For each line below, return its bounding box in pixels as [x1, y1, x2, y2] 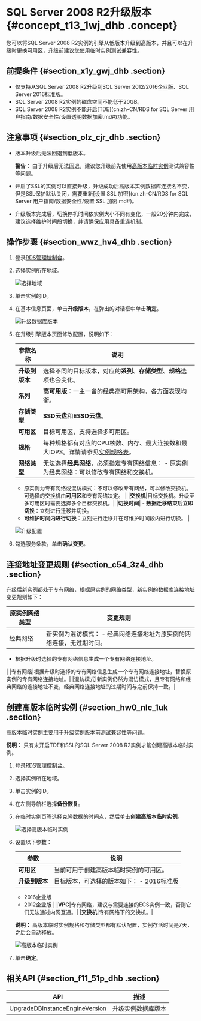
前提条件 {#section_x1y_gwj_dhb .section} [6, 66, 166, 76]
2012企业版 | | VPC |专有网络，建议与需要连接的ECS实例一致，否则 [23, 901, 187, 908]
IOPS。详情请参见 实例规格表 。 [48, 448, 135, 456]
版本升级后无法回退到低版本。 [14, 149, 89, 157]
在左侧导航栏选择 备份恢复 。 [14, 800, 84, 807]
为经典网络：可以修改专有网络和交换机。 [42, 468, 157, 477]
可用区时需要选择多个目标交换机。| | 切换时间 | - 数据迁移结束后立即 [29, 499, 193, 507]
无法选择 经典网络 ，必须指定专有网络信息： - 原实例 [42, 459, 188, 468]
